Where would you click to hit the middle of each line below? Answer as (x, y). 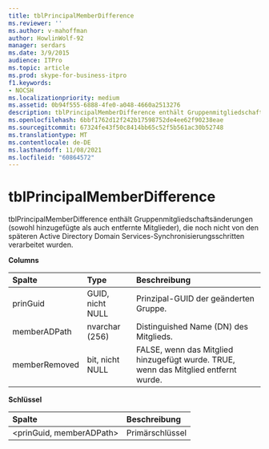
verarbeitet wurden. (41, 245)
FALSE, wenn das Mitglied (185, 350)
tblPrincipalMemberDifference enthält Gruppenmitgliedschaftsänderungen (131, 219)
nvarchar (104, 327)
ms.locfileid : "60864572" (51, 157)
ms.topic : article (39, 68)
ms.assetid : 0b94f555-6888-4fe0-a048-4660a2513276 (94, 105)
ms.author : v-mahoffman (48, 30)
